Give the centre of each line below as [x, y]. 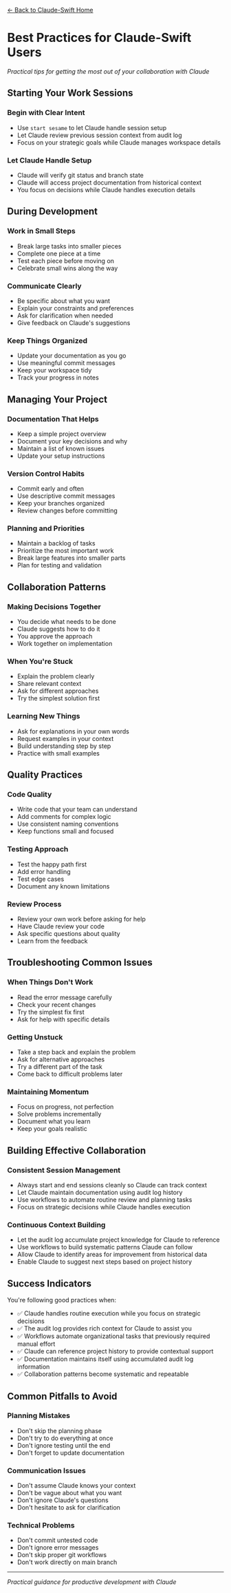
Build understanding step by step [64, 746]
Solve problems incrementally [59, 1114]
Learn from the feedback [52, 941]
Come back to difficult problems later [70, 1074]
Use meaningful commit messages [66, 363]
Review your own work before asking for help [81, 919]
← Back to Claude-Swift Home [50, 10]
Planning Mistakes [39, 1416]
